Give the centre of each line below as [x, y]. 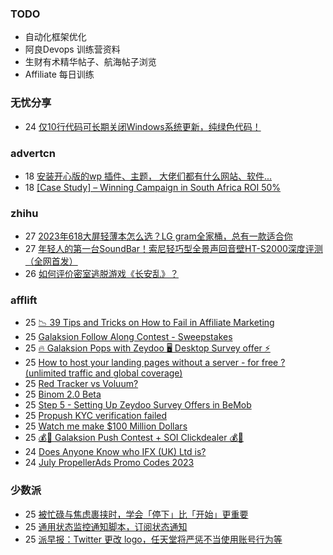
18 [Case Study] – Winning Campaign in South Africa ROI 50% [153, 187]
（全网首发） [51, 261]
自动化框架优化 [55, 37]
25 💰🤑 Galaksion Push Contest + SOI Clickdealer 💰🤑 [134, 438]
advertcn [33, 153]
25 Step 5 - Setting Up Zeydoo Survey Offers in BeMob [138, 405]
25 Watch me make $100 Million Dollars [106, 426]
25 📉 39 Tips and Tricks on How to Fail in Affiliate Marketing [149, 323]
